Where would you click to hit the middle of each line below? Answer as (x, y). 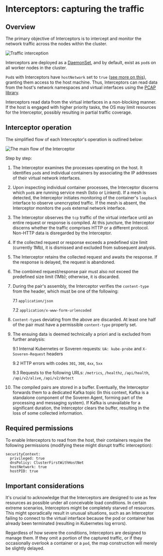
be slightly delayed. (25, 548)
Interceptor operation (39, 128)
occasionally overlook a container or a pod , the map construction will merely (81, 543)
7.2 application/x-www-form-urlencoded (52, 310)
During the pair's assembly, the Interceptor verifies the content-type (81, 286)
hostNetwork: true (29, 467)
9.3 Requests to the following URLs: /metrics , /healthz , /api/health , (81, 372)
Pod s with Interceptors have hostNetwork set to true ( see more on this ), (76, 77)
